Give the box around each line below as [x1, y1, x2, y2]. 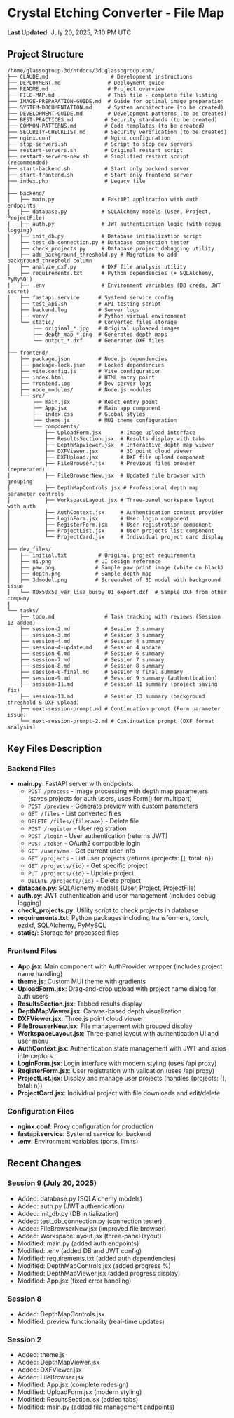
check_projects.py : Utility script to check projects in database [17, 906, 199, 914]
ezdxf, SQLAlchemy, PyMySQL [17, 921, 106, 930]
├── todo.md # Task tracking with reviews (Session [20, 613, 221, 620]
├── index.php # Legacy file [7, 177, 146, 184]
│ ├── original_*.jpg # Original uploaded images [7, 325, 180, 332]
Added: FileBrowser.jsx [17, 1373, 84, 1382]
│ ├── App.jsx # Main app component [7, 405, 161, 412]
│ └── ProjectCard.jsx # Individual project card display [7, 533, 224, 541]
